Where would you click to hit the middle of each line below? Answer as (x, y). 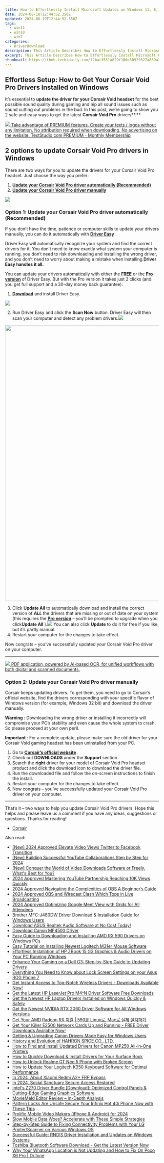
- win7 (16, 37)
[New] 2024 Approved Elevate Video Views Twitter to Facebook (76, 847)
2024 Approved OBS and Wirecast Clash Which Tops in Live (73, 894)
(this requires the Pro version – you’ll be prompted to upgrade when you (85, 619)
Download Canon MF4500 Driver (45, 930)
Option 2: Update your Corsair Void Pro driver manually (72, 682)
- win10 (17, 32)
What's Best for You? (33, 873)
